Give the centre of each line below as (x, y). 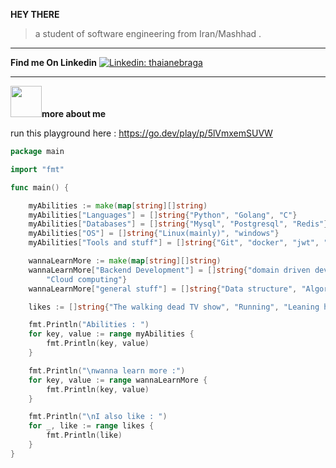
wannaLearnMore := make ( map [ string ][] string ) (125, 261)
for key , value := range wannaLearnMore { (118, 380)
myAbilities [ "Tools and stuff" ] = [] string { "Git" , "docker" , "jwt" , (174, 243)
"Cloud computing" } (87, 279)
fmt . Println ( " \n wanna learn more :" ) (107, 370)
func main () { (40, 187)
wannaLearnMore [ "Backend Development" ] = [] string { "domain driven (169, 270)
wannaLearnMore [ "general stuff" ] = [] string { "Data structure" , (163, 289)
